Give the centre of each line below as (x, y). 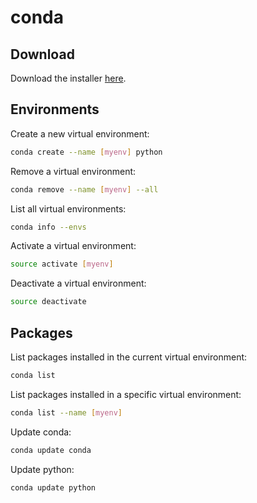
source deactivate (48, 302)
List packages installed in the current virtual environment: (129, 357)
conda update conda (51, 450)
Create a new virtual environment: (80, 133)
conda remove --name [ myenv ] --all (84, 189)
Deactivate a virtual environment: (78, 283)
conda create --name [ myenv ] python (86, 152)
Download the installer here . (68, 78)
